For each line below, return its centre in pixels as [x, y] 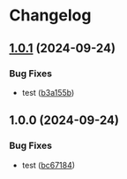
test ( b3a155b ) [48, 92]
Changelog [50, 16]
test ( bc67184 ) [49, 165]
